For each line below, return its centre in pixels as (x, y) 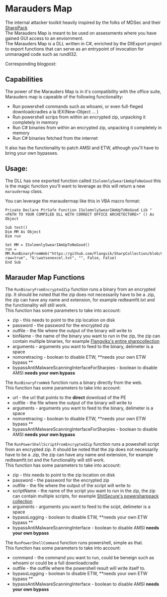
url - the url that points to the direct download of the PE (69, 398)
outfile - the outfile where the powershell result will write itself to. (79, 568)
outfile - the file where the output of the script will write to (71, 486)
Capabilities (24, 79)
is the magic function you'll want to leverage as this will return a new (75, 186)
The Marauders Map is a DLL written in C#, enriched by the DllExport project (83, 43)
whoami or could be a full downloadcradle (55, 563)
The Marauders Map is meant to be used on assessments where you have (81, 33)
